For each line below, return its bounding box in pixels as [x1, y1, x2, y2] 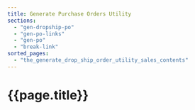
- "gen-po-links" [13, 30, 65, 38]
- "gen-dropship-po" [13, 23, 74, 31]
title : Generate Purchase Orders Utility [7, 10, 132, 18]
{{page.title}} [7, 87, 89, 103]
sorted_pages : [7, 50, 50, 57]
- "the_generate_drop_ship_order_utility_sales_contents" [13, 57, 189, 64]
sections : [7, 17, 37, 24]
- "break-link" [13, 43, 59, 50]
